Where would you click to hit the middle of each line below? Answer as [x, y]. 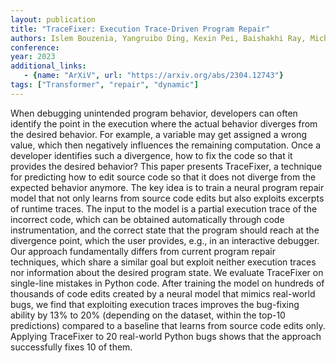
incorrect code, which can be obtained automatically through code [147, 219]
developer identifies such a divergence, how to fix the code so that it [151, 155]
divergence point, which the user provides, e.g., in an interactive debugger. [165, 240]
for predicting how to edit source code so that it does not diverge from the [163, 177]
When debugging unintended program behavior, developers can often [154, 113]
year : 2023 [33, 57]
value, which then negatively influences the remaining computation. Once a [166, 145]
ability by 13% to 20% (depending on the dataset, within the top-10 [148, 315]
